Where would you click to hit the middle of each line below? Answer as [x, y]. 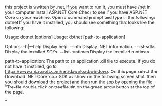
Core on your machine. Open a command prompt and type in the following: [80, 17]
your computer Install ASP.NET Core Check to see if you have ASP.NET [76, 12]
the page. [15, 92]
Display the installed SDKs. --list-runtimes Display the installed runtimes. [78, 52]
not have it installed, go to [31, 66]
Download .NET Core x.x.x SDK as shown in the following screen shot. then [81, 77]
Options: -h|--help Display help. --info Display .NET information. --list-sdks [80, 46]
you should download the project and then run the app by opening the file [79, 82]
